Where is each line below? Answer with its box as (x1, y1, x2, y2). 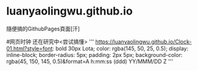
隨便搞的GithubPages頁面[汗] (6, 25, 80, 32)
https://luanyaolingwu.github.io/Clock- (95, 38, 192, 45)
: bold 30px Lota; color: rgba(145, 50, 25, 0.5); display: (52, 44, 189, 52)
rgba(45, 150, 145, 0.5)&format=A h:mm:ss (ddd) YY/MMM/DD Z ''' (6, 58, 174, 65)
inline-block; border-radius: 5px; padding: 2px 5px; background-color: (6, 51, 183, 58)
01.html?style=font (6, 44, 53, 52)
